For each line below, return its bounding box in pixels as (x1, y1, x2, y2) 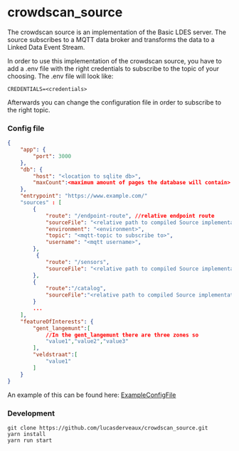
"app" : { (20, 147, 46, 154)
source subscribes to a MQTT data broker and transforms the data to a (7, 35, 215, 43)
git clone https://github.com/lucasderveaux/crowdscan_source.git (7, 424, 208, 431)
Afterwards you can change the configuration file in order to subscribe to (7, 97, 222, 107)
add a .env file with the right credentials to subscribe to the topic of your (7, 64, 219, 73)
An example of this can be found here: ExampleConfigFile (7, 391, 176, 399)
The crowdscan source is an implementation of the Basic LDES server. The (7, 28, 226, 36)
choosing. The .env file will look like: (7, 72, 114, 80)
